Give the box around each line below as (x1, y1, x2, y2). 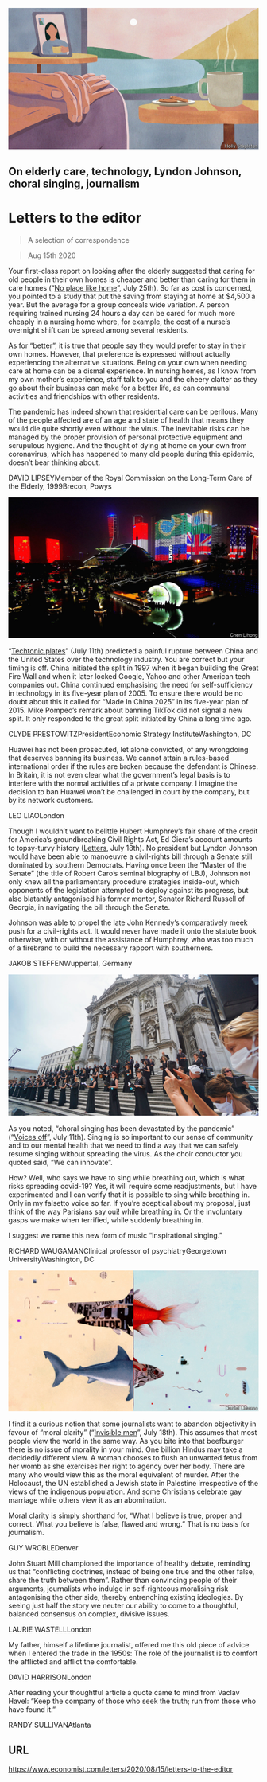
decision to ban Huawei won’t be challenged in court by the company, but (8, 787, 250, 797)
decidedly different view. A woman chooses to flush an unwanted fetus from (8, 1453, 258, 1463)
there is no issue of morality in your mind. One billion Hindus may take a (8, 1445, 243, 1454)
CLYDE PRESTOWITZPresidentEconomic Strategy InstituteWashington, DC (8, 729, 252, 739)
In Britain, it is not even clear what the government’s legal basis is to (8, 770, 230, 780)
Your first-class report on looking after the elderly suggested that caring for (8, 266, 256, 275)
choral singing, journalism (8, 177, 141, 190)
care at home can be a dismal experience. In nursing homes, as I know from (8, 366, 257, 376)
